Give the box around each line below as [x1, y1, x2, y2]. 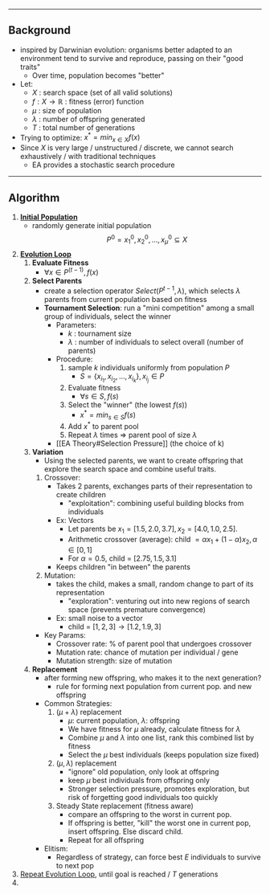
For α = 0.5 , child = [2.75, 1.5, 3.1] [67, 553, 177, 563]
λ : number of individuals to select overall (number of [67, 337, 244, 346]
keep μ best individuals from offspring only [67, 775, 211, 785]
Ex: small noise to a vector [55, 613, 143, 623]
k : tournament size [67, 329, 133, 338]
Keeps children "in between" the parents [55, 561, 191, 571]
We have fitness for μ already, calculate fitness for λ [67, 724, 241, 733]
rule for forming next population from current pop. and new [55, 681, 252, 691]
